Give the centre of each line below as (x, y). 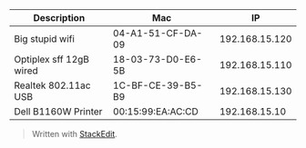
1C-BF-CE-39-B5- (158, 85)
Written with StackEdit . (75, 134)
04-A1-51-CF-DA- (158, 33)
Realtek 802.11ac (52, 85)
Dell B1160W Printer (58, 111)
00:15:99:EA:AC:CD (155, 111)
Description (59, 18)
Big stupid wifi (45, 39)
